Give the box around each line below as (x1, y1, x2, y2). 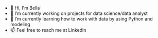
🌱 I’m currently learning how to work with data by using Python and (10, 16, 153, 22)
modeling (10, 21, 30, 27)
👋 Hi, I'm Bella (10, 5, 40, 11)
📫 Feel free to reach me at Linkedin (10, 27, 86, 33)
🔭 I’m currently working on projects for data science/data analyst (10, 10, 148, 16)
